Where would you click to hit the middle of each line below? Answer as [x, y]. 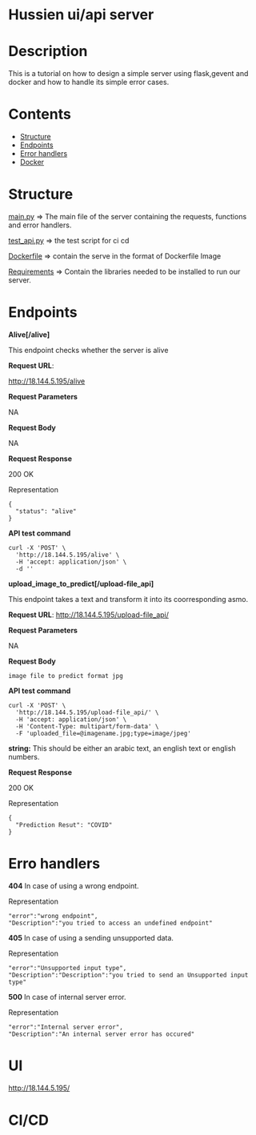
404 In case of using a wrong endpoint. [74, 885]
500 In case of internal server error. [67, 997]
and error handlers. [40, 225]
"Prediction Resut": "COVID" [64, 825]
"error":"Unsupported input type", [68, 968]
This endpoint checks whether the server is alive [88, 350]
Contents [40, 114]
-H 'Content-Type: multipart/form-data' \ [87, 726]
